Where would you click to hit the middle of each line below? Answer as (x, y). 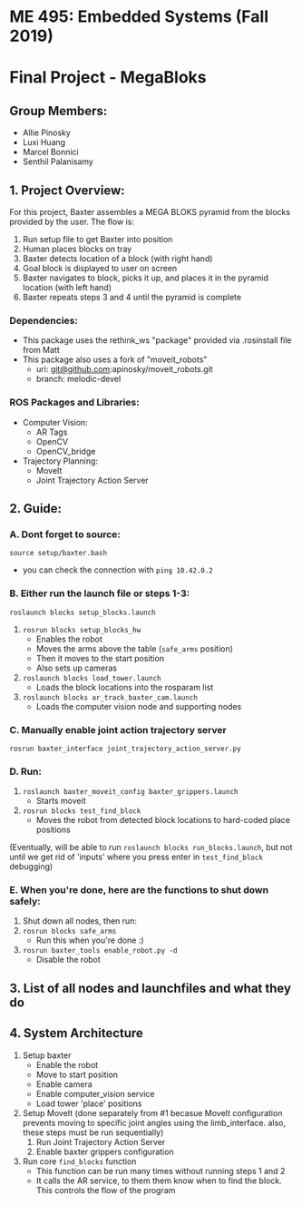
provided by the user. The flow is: (72, 221)
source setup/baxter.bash (58, 554)
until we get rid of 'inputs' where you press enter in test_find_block (136, 857)
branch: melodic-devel (78, 379)
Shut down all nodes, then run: (80, 921)
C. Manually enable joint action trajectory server (118, 730)
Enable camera (64, 1084)
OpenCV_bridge (66, 451)
